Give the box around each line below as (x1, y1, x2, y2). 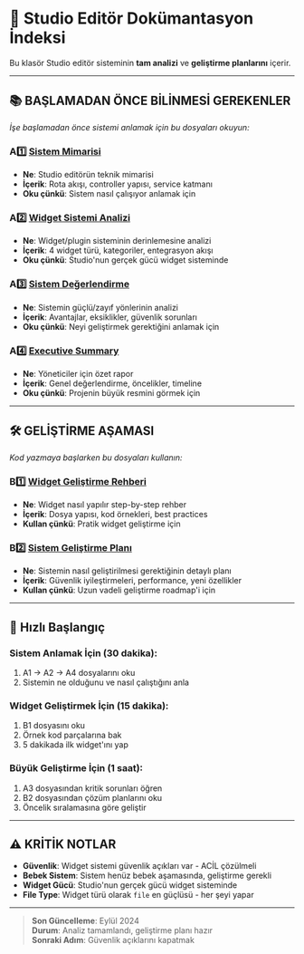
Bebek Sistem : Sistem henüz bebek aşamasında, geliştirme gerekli (22, 870, 272, 882)
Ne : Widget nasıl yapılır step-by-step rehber (22, 499, 187, 510)
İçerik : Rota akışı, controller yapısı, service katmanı (22, 178, 213, 189)
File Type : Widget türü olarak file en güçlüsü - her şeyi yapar (22, 890, 255, 901)
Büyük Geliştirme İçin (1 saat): (9, 762, 143, 775)
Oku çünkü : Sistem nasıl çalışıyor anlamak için (22, 188, 196, 199)
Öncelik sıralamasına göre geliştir (22, 802, 147, 813)
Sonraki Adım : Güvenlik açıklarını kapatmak (31, 935, 195, 946)
